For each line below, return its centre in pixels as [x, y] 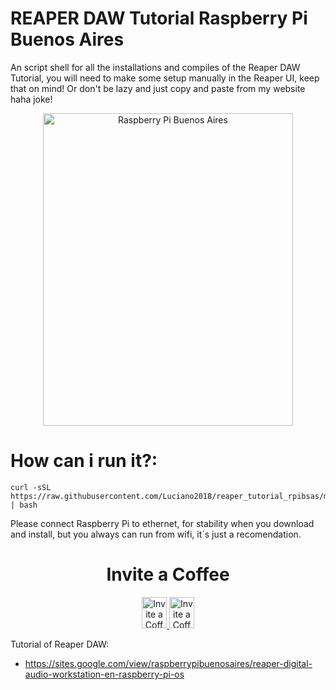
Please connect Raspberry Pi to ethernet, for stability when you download [162, 523]
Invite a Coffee [168, 574]
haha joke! [31, 99]
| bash [24, 505]
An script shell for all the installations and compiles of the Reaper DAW [155, 67]
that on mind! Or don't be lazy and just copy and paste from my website [158, 88]
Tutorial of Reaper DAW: [60, 644]
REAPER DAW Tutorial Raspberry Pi [159, 18]
